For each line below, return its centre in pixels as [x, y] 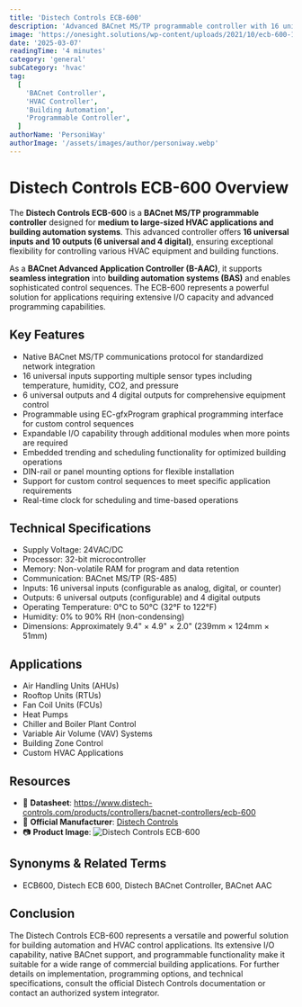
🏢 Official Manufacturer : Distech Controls [100, 822]
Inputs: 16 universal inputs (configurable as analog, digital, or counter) [151, 588]
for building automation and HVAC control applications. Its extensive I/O [142, 945]
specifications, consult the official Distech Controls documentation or [138, 983]
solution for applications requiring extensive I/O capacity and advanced [142, 297]
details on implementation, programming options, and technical [126, 974]
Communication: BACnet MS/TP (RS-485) [100, 579]
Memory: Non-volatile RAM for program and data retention [131, 569]
